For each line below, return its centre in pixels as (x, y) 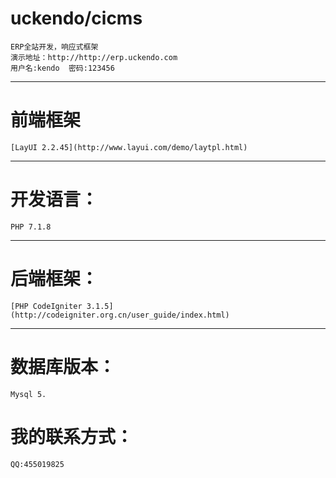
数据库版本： (63, 366)
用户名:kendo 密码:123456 (62, 68)
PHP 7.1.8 (31, 227)
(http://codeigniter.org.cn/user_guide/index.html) (120, 315)
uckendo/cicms (76, 18)
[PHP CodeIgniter (46, 306)
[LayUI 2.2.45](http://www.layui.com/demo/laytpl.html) (129, 147)
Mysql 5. (28, 394)
